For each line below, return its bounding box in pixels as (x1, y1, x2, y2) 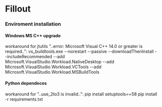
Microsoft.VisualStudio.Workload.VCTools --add (5, 64, 102, 70)
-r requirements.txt (5, 96, 43, 102)
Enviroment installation (5, 21, 61, 28)
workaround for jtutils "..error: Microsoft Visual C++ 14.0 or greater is (5, 44, 143, 49)
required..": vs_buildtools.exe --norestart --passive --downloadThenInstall (5, 48, 154, 54)
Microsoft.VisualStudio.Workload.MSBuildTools (5, 69, 100, 75)
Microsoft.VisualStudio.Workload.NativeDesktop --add (5, 59, 114, 65)
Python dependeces (5, 80, 47, 86)
